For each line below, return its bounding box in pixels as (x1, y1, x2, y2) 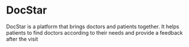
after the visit (6, 35, 38, 42)
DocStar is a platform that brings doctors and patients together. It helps (6, 23, 180, 30)
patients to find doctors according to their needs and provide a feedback (6, 29, 183, 36)
